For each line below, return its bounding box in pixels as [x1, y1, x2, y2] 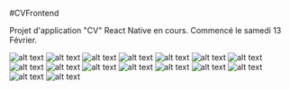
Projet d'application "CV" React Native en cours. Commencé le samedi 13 [9, 25, 282, 35]
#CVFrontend [9, 8, 59, 18]
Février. [9, 35, 38, 45]
